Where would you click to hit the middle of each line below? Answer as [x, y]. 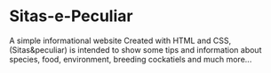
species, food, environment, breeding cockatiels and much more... [131, 59]
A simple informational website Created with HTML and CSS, [120, 40]
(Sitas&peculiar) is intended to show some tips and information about [135, 49]
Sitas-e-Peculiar [71, 16]
